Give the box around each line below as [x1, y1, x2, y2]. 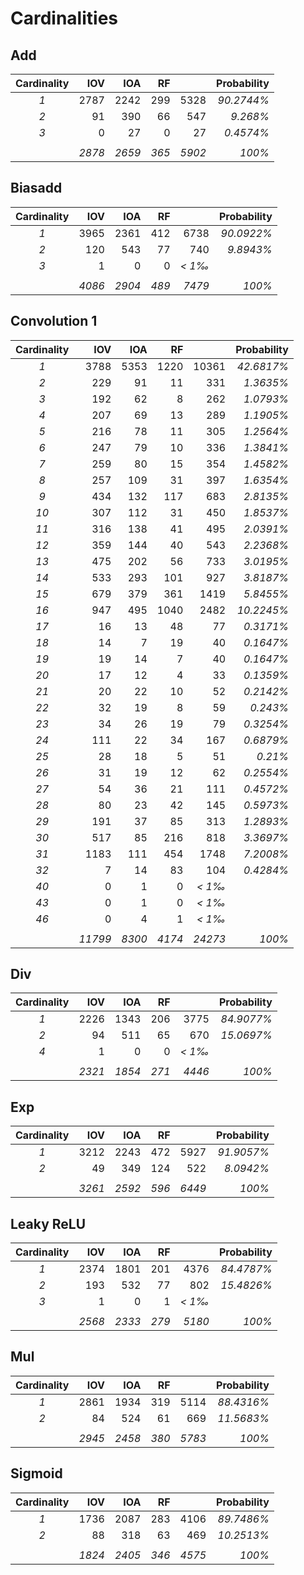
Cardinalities [10, 7, 118, 30]
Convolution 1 [10, 313, 98, 330]
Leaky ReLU [10, 1215, 87, 1232]
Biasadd [10, 180, 63, 197]
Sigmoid [10, 1465, 63, 1482]
